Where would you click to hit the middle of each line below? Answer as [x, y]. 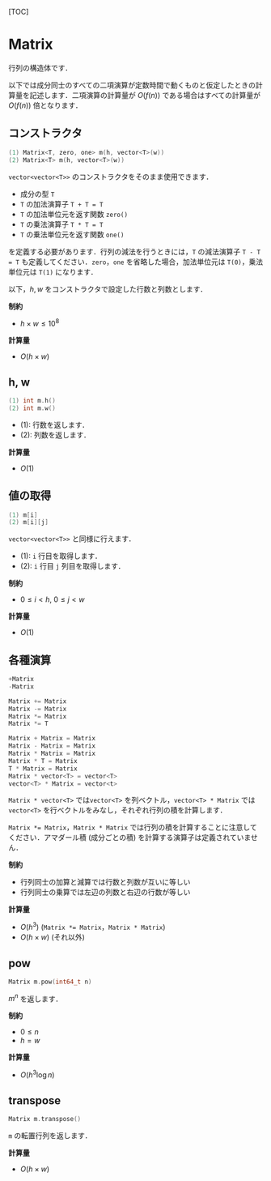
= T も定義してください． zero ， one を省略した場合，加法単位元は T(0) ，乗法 [136, 262]
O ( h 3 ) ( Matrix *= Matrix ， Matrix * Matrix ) [93, 927]
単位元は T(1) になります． [53, 271]
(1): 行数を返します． [55, 424]
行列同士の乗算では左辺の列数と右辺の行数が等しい [105, 892]
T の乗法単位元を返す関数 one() [72, 234]
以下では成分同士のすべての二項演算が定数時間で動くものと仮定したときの [132, 85]
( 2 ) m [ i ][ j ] [28, 522]
